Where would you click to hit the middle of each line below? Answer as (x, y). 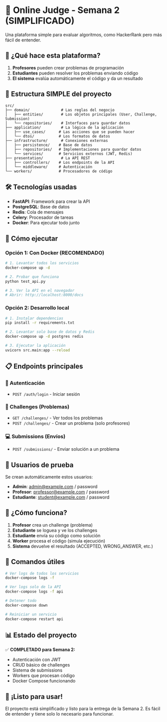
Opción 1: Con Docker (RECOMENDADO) (55, 253)
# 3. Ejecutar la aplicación (35, 346)
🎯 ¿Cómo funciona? (36, 513)
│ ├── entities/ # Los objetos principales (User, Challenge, (81, 114)
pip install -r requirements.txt (40, 323)
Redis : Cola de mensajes (38, 212)
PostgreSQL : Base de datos (41, 207)
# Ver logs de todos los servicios (42, 573)
